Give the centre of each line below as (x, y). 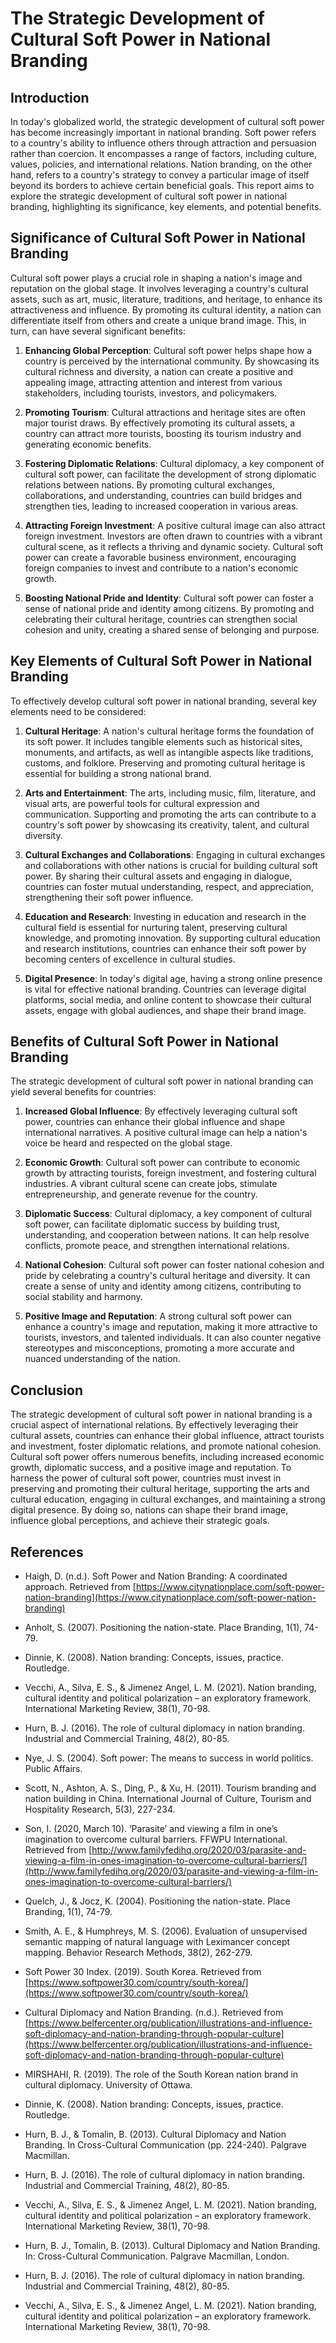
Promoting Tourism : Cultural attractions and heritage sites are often (165, 412)
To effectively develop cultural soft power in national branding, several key (163, 701)
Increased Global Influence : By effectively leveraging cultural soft (161, 1111)
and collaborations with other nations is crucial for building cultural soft (171, 865)
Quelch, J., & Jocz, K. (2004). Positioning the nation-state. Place (157, 1901)
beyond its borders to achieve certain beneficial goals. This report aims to (162, 185)
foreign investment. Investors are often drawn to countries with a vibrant (173, 536)
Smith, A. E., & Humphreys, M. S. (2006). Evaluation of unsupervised (166, 1931)
